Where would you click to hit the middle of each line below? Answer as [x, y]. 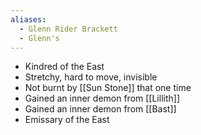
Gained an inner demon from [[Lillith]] [102, 98]
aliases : [28, 19]
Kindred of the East [64, 67]
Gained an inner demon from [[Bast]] [100, 109]
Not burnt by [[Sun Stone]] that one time [108, 88]
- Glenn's [39, 38]
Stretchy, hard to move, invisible [91, 77]
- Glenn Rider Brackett [68, 29]
